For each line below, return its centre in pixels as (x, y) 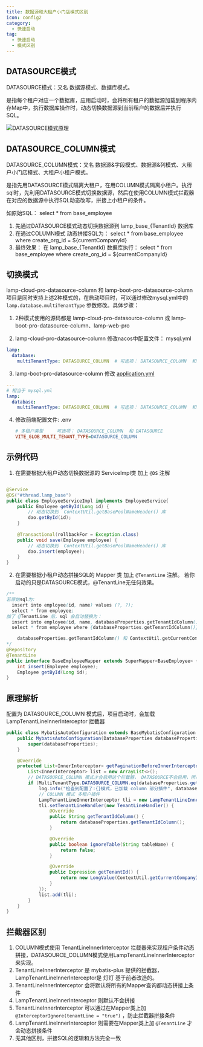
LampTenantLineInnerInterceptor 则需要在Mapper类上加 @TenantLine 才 (104, 1023)
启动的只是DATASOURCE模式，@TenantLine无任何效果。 (86, 582)
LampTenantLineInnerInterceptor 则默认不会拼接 (75, 1000)
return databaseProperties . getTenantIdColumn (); (123, 822)
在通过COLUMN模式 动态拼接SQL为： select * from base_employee (99, 233)
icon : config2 (24, 18)
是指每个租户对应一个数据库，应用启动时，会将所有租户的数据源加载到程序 (99, 100)
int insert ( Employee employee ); (58, 666)
